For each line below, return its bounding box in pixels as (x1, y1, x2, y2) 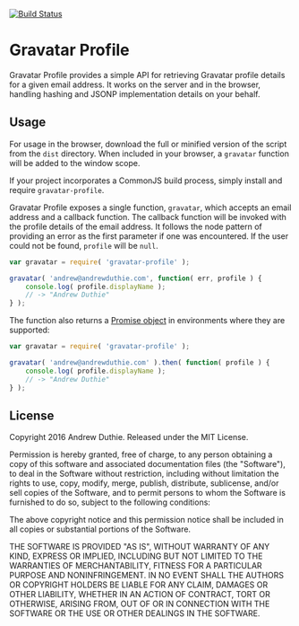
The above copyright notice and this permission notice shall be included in (9, 515, 284, 525)
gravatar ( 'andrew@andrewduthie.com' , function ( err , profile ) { (9, 274, 262, 283)
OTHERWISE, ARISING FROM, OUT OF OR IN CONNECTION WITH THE (9, 598, 270, 610)
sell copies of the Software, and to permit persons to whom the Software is (9, 488, 286, 498)
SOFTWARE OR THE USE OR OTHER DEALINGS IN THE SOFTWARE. (9, 608, 261, 619)
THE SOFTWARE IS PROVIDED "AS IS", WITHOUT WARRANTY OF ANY (9, 542, 270, 552)
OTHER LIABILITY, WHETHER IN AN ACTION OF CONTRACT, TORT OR (9, 589, 270, 600)
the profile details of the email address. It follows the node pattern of (9, 221, 262, 232)
